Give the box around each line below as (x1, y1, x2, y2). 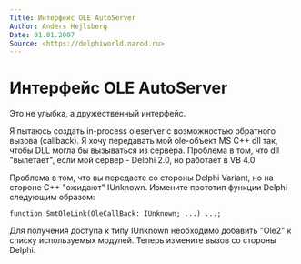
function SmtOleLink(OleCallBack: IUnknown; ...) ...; (9, 209, 222, 218)
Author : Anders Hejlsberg (9, 22, 107, 31)
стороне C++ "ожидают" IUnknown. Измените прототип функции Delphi (9, 182, 288, 193)
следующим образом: (9, 192, 95, 203)
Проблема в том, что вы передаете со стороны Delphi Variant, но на (9, 172, 275, 183)
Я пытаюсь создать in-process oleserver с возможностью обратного (9, 126, 276, 137)
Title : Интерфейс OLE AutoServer (9, 13, 136, 23)
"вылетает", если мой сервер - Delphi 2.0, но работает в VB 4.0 (9, 155, 256, 166)
